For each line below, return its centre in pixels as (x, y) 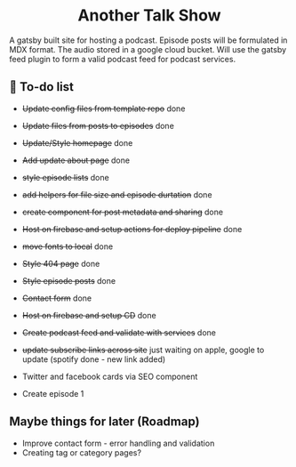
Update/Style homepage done (77, 142)
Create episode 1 (53, 393)
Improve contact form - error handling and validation (118, 443)
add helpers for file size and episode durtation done (117, 194)
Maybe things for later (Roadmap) (104, 422)
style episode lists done (65, 177)
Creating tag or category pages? (82, 452)
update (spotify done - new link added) (94, 359)
